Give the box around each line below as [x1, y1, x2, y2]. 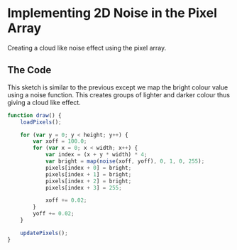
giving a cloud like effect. [7, 98, 81, 107]
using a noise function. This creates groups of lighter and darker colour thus [7, 90, 231, 99]
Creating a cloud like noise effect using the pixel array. [7, 43, 167, 52]
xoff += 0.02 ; [45, 197, 87, 204]
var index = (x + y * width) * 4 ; [45, 151, 148, 158]
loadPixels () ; [20, 119, 62, 126]
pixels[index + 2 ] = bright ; [45, 178, 132, 185]
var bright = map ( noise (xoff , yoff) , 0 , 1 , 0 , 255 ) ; [45, 158, 205, 165]
